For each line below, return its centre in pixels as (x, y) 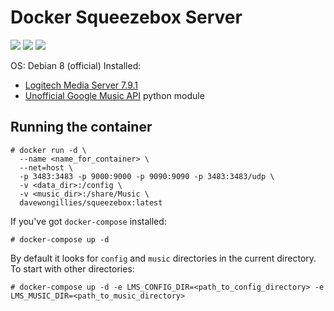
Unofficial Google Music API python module (114, 95)
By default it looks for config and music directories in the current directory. (163, 258)
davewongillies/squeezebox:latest (91, 202)
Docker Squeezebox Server (126, 17)
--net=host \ (46, 167)
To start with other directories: (72, 268)
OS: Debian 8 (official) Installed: (76, 65)
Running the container (81, 127)
